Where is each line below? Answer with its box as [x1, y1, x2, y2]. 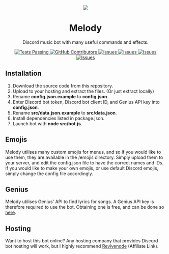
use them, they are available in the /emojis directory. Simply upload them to [5, 154, 163, 160]
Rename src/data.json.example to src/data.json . [12, 109, 117, 116]
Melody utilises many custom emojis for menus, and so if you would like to [5, 149, 161, 155]
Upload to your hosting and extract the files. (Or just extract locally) [12, 88, 154, 94]
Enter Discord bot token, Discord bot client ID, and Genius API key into [12, 99, 160, 105]
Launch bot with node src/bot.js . [12, 120, 82, 127]
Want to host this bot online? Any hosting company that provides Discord [5, 238, 158, 244]
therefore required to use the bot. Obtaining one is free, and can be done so [5, 204, 164, 210]
